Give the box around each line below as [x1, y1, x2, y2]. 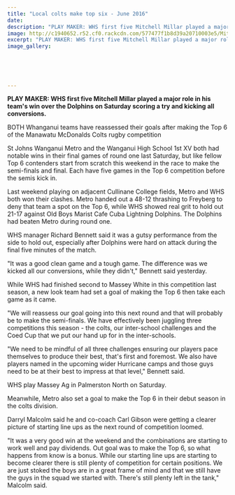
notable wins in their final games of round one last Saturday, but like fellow [7, 151, 222, 160]
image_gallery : [7, 43, 52, 50]
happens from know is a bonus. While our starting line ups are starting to [7, 452, 218, 460]
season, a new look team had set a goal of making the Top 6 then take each [7, 288, 225, 297]
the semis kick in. [7, 174, 57, 182]
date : [7, 17, 23, 24]
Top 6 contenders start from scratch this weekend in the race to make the [7, 159, 220, 168]
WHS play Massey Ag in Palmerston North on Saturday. [7, 381, 166, 389]
